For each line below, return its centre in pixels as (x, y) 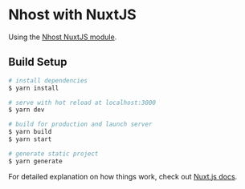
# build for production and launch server (80, 125)
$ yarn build (30, 132)
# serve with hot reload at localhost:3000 (82, 103)
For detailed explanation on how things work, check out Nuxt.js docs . (123, 176)
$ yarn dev (27, 110)
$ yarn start (30, 139)
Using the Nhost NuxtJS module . (63, 37)
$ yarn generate (35, 161)
